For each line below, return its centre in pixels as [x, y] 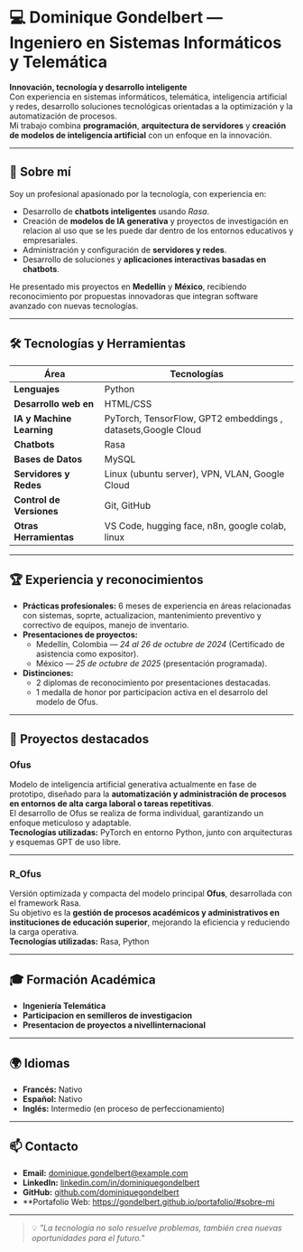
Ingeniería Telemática [64, 1006]
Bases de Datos [48, 459]
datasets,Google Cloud [153, 429]
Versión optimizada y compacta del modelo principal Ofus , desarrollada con [151, 894]
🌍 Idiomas [40, 1063]
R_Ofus [26, 873]
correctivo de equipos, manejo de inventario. [106, 626]
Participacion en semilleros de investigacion [107, 1016]
